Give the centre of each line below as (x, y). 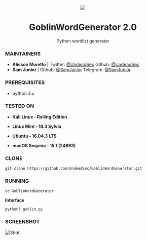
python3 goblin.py (24, 209)
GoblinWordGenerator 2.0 (83, 27)
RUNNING (17, 181)
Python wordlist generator (83, 41)
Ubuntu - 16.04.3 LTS (34, 136)
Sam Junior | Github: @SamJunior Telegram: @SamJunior (71, 70)
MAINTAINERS (23, 53)
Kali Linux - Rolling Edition (40, 117)
